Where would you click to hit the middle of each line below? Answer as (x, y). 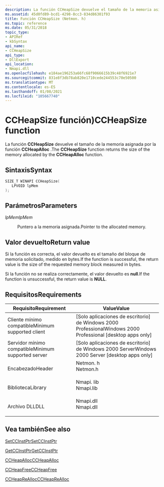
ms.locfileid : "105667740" (32, 96)
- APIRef (14, 37)
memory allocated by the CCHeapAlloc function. (54, 155)
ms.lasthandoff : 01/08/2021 (34, 92)
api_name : (15, 46)
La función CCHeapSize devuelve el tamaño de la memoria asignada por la (81, 144)
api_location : (20, 64)
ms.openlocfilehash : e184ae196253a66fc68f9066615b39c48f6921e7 (71, 73)
